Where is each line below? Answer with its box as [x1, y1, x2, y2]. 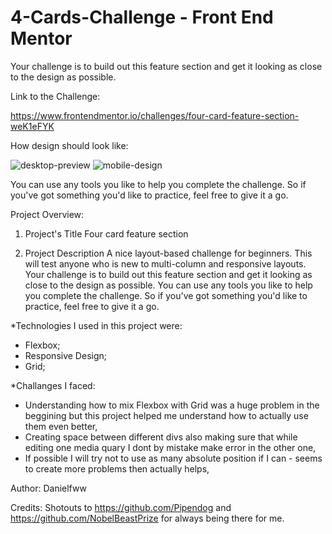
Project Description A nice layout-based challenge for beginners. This [24, 247, 313, 259]
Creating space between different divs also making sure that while [24, 431, 298, 443]
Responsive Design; [24, 349, 107, 361]
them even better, [24, 420, 98, 432]
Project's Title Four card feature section [24, 227, 189, 240]
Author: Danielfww [10, 482, 87, 494]
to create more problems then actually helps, [24, 462, 210, 475]
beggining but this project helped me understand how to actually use [24, 409, 309, 421]
